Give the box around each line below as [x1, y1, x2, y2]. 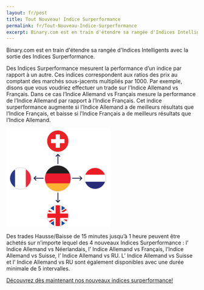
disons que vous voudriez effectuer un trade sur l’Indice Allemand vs [6, 84, 178, 91]
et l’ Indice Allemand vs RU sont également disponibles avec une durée [6, 258, 184, 266]
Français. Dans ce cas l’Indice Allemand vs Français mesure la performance [6, 91, 196, 98]
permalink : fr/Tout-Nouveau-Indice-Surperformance [6, 22, 137, 29]
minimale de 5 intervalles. [6, 265, 70, 272]
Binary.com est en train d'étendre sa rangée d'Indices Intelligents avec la [6, 46, 189, 54]
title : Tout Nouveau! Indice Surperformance [6, 16, 121, 22]
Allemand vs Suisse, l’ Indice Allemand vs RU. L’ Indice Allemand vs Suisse [6, 252, 193, 260]
